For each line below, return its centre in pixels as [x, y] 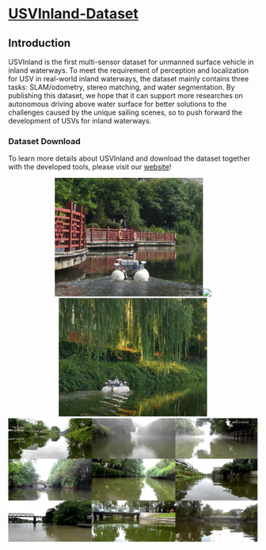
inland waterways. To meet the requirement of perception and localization [129, 70]
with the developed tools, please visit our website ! [90, 167]
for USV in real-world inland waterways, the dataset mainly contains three [129, 79]
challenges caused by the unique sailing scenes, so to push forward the [125, 112]
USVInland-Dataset [73, 14]
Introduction [40, 43]
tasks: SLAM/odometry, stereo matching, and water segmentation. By [122, 87]
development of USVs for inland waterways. [80, 121]
